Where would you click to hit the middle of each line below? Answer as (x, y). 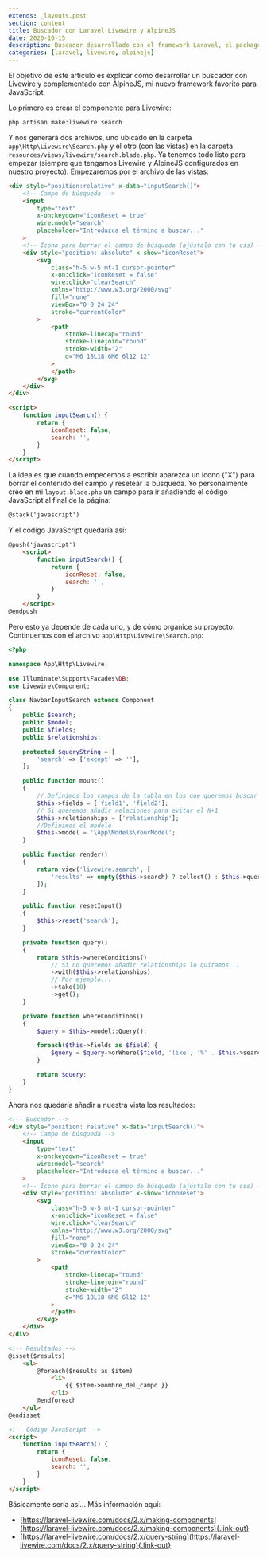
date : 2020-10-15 (37, 38)
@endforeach (57, 1400)
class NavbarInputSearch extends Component (81, 701)
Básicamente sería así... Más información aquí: (85, 1504)
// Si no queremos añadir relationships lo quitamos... (145, 965)
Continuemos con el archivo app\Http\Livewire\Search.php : (106, 635)
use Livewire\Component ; (49, 686)
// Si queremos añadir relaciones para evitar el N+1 (128, 810)
